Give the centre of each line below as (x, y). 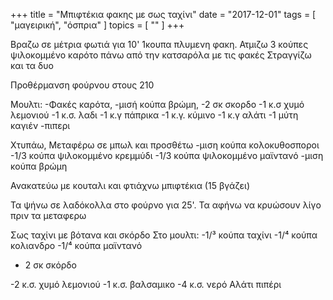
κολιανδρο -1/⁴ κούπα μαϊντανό (76, 245)
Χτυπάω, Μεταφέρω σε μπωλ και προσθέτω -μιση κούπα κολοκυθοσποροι (165, 145)
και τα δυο (32, 65)
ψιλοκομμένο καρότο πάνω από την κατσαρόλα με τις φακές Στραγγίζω (161, 55)
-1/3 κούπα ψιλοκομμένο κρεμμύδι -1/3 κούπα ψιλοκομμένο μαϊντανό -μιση (167, 155)
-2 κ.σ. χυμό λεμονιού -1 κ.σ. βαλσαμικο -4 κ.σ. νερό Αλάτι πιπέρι (146, 284)
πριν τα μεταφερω (48, 215)
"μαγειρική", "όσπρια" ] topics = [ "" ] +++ (97, 25)
